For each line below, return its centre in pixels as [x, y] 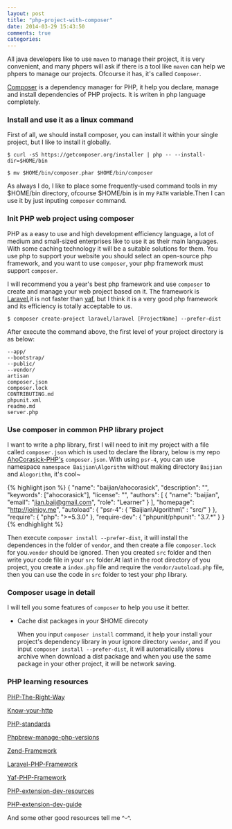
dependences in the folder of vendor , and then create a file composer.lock [112, 545]
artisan [18, 376]
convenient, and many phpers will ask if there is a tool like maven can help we [116, 66]
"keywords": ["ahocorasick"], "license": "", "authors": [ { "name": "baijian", [114, 495]
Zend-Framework [32, 750]
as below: [21, 339]
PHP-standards [29, 724]
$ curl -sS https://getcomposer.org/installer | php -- [89, 155]
